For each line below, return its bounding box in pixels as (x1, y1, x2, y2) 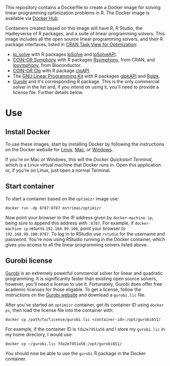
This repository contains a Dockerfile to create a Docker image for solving (5, 5, 161, 10)
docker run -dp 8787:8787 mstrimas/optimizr (5, 205, 102, 211)
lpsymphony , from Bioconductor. (12, 62, 82, 68)
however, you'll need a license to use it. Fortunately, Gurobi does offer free (5, 281, 162, 287)
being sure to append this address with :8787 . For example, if (5, 220, 134, 226)
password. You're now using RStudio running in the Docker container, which (5, 236, 165, 242)
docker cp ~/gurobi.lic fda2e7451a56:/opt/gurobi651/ (5, 341, 123, 347)
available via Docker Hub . (5, 15, 59, 21)
